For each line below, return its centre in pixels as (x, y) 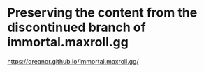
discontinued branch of (76, 27)
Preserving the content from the (102, 13)
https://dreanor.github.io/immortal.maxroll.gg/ (73, 61)
